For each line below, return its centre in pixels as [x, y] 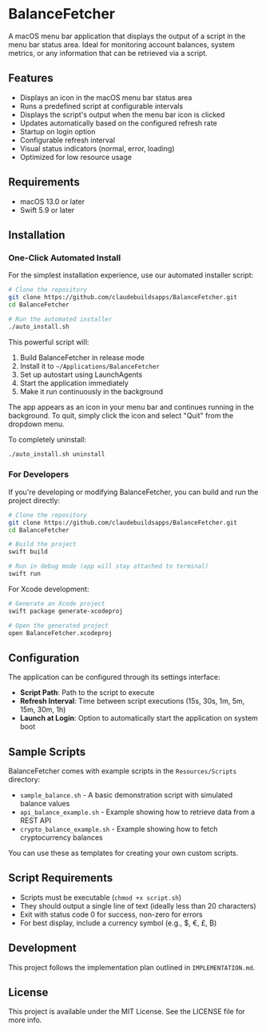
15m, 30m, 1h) [43, 709]
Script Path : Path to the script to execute [87, 693]
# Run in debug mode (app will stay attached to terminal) [109, 566]
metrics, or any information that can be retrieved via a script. [108, 53]
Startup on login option [58, 131]
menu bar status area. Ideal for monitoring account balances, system [122, 44]
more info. [25, 1020]
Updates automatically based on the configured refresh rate [118, 123]
